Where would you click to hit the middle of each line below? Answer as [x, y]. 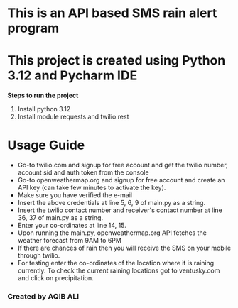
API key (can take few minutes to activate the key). [92, 188]
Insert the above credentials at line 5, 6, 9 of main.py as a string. [112, 203]
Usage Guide [46, 145]
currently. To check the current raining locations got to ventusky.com [119, 270]
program [33, 28]
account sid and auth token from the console [83, 172]
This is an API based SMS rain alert [112, 13]
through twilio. [39, 255]
